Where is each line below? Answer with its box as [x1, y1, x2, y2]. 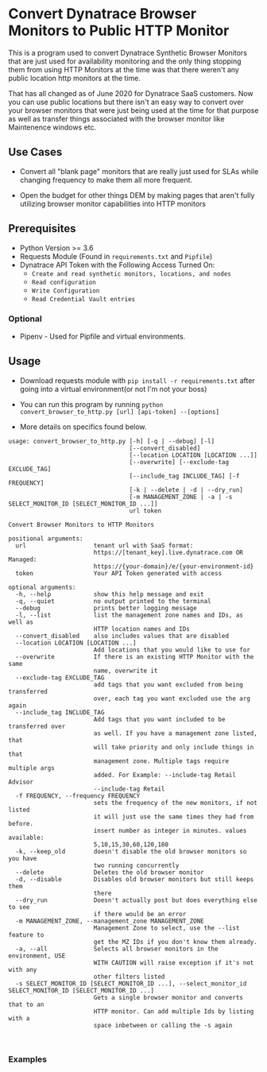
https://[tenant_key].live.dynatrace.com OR [93, 548, 244, 556]
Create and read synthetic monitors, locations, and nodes [31, 269, 232, 278]
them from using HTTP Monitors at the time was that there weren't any [8, 64, 240, 74]
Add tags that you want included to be [93, 715, 226, 723]
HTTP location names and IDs [93, 625, 191, 633]
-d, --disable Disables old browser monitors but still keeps [15, 875, 254, 883]
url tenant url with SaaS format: [15, 541, 194, 549]
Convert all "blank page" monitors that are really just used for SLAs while [19, 166, 259, 176]
